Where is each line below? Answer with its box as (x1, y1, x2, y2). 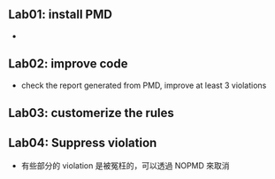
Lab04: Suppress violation (8, 136, 157, 151)
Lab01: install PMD (8, 7, 112, 22)
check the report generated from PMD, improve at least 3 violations (20, 80, 267, 90)
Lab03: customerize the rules (8, 105, 174, 121)
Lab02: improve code (8, 57, 128, 72)
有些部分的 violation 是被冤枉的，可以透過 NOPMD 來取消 (20, 160, 231, 171)
